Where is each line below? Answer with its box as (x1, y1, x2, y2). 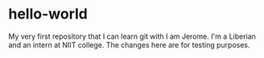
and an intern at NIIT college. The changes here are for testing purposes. (8, 39, 251, 49)
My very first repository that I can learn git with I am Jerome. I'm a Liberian (8, 31, 256, 41)
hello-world (8, 5, 89, 23)
